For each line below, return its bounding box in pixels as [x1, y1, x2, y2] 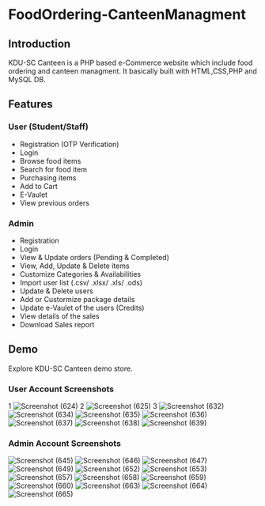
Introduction [8, 37, 71, 51]
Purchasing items [19, 172, 77, 183]
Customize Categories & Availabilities [19, 269, 142, 278]
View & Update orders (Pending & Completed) [19, 252, 170, 262]
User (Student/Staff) [8, 121, 89, 132]
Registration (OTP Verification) [19, 139, 119, 149]
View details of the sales [19, 311, 100, 321]
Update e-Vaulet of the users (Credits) [19, 303, 145, 312]
